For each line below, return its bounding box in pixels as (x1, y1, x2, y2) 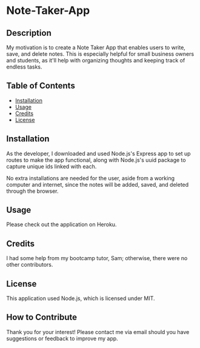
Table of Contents (6, 81, 76, 91)
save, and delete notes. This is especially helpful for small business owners (6, 50, 195, 58)
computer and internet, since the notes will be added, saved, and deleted (6, 181, 189, 188)
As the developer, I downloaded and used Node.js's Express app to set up (6, 150, 191, 157)
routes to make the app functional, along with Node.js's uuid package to (6, 156, 186, 164)
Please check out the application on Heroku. (6, 221, 117, 228)
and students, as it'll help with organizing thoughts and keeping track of (6, 57, 185, 64)
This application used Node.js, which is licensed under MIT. (6, 295, 156, 302)
